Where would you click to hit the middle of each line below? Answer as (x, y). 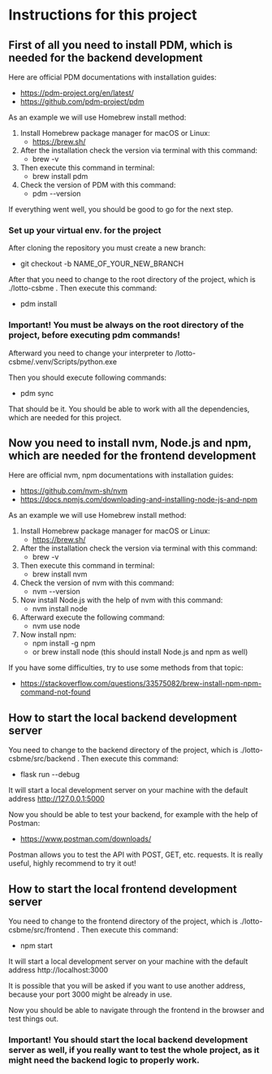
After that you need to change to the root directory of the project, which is (132, 280)
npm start (36, 946)
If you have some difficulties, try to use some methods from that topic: (126, 667)
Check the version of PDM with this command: (98, 185)
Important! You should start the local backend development (128, 1040)
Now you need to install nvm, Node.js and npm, (130, 443)
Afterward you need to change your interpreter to (91, 353)
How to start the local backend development (123, 717)
